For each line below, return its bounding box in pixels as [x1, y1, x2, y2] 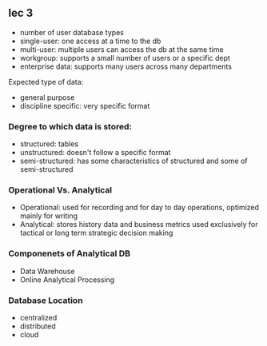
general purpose [19, 92, 75, 102]
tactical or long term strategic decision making [19, 228, 173, 238]
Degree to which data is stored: [8, 121, 133, 132]
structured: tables [19, 139, 78, 149]
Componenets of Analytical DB [8, 248, 130, 259]
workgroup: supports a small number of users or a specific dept [19, 53, 230, 62]
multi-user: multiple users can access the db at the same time [19, 44, 224, 54]
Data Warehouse [19, 266, 75, 276]
